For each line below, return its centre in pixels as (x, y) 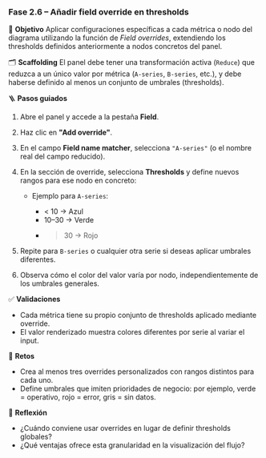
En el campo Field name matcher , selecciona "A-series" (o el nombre (136, 148)
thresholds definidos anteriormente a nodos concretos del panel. (115, 46)
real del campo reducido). (62, 157)
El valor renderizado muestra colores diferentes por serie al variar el (132, 332)
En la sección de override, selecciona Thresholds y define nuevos (129, 172)
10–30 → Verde (69, 220)
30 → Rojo (81, 235)
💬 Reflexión (28, 413)
